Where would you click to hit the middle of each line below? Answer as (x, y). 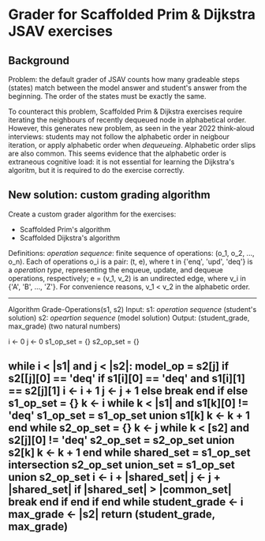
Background (39, 60)
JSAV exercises (60, 31)
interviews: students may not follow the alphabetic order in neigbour (119, 137)
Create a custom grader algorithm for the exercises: (92, 214)
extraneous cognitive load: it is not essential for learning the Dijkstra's (121, 162)
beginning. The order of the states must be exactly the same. (107, 96)
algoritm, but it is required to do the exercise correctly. (97, 170)
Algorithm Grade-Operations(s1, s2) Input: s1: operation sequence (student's (132, 309)
